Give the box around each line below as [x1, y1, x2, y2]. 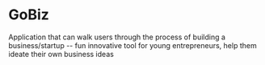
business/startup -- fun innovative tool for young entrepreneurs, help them [8, 40, 257, 50]
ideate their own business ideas [8, 49, 115, 59]
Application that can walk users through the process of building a [8, 32, 226, 42]
